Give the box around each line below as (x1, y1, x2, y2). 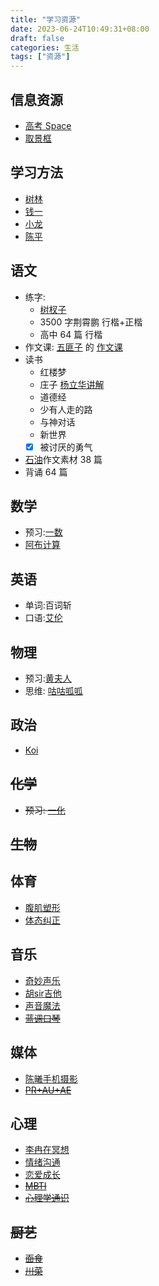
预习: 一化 (24, 804, 66, 816)
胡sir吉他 (24, 987, 62, 999)
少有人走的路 (39, 403, 93, 415)
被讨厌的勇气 (39, 441, 93, 453)
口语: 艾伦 (24, 612, 63, 624)
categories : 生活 (10, 42, 80, 53)
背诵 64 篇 (24, 466, 68, 478)
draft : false (10, 33, 65, 43)
